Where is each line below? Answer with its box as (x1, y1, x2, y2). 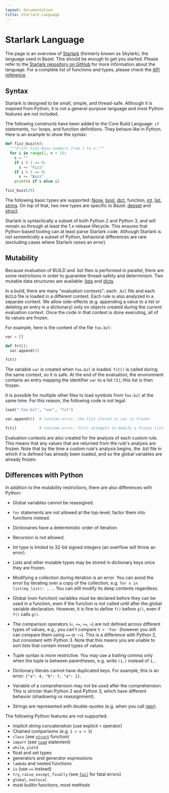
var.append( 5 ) (10, 348, 39, 353)
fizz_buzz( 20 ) (5, 188, 35, 193)
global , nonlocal (12, 776, 47, 782)
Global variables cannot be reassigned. (12, 499, 94, 506)
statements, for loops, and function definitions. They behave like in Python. (5, 126, 162, 132)
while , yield (12, 744, 38, 750)
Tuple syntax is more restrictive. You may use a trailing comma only (12, 652, 153, 658)
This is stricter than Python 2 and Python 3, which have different (12, 688, 146, 694)
